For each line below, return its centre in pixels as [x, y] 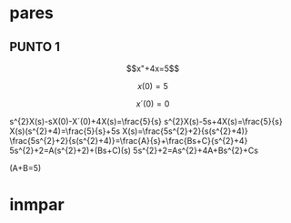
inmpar [37, 205]
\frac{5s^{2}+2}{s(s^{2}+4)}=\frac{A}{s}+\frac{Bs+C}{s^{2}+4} [129, 141]
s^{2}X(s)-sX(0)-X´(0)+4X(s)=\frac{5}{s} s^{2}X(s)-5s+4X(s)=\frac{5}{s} [146, 122]
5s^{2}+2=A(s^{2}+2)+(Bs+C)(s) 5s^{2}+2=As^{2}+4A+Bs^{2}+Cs [134, 150]
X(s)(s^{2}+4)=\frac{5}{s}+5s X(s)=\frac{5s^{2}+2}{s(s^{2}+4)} [129, 131]
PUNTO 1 [35, 47]
